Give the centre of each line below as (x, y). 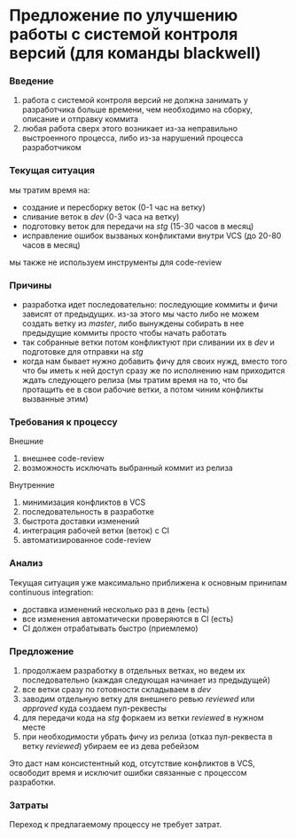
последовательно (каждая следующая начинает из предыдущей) (146, 680)
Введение (32, 81)
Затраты (29, 805)
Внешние (27, 442)
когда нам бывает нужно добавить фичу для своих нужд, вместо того (155, 362)
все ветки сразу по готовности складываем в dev (116, 689)
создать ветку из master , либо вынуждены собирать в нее (133, 323)
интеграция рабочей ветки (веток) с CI (96, 531)
